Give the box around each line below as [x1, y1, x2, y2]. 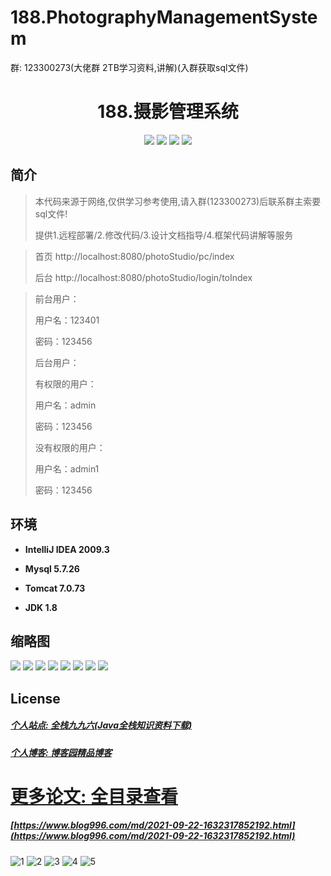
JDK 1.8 [24, 601, 58, 613]
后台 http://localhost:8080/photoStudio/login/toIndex [34, 271, 253, 283]
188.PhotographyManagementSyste [10, 6, 318, 29]
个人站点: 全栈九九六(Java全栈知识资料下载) [10, 719, 193, 731]
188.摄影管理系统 [97, 101, 239, 123]
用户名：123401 [34, 314, 100, 326]
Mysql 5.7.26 [24, 562, 80, 575]
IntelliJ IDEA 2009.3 [24, 543, 110, 555]
